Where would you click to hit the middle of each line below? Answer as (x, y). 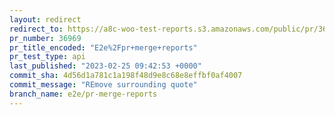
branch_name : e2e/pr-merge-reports (83, 94)
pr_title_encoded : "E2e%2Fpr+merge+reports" (103, 47)
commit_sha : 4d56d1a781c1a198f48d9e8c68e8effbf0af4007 (126, 76)
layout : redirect (45, 19)
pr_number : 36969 (45, 38)
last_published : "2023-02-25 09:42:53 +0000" (105, 66)
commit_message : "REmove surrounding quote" (103, 85)
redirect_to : (36, 29)
